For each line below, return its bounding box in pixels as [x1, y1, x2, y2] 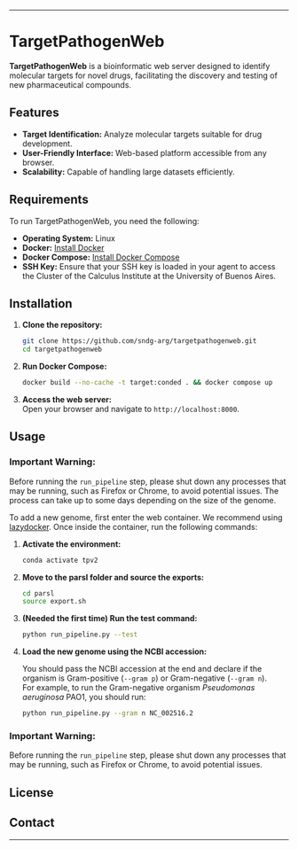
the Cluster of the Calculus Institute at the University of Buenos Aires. [21, 270, 277, 281]
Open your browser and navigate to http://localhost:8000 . [21, 404, 239, 414]
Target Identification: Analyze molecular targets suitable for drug [21, 129, 263, 139]
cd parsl [21, 588, 55, 598]
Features [9, 105, 59, 121]
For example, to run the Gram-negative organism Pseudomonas [21, 682, 255, 693]
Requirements [9, 192, 89, 207]
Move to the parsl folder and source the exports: [21, 572, 204, 582]
